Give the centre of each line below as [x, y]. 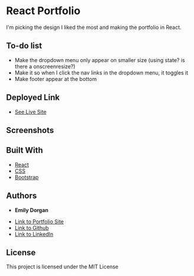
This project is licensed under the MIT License [63, 267]
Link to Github [32, 228]
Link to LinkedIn [34, 234]
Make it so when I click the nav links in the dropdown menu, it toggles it [101, 73]
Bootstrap [27, 177]
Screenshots [30, 130]
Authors [22, 196]
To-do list [24, 46]
